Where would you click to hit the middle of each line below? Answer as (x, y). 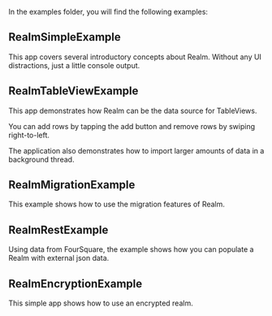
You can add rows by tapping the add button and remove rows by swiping (132, 126)
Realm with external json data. (59, 258)
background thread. (41, 159)
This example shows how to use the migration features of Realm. (117, 204)
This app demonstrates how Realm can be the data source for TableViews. (133, 110)
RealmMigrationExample (72, 185)
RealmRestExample (58, 229)
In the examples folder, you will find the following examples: (108, 12)
